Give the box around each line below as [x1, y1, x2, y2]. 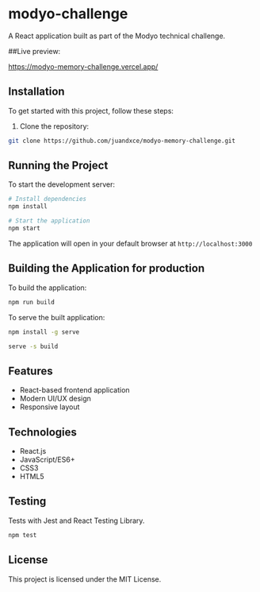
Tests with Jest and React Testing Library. [8, 516, 145, 525]
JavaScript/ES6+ [19, 455, 75, 464]
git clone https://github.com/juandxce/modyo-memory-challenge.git [8, 137, 236, 145]
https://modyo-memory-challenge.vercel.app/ [8, 61, 159, 72]
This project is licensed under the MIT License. [8, 574, 162, 584]
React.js [19, 447, 47, 455]
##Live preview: [8, 46, 61, 56]
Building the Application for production [8, 261, 205, 275]
